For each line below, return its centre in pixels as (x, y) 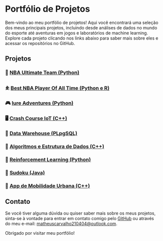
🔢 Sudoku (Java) (25, 173)
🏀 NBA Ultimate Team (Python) (42, 73)
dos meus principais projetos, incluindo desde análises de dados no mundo (81, 27)
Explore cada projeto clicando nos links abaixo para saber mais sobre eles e (82, 38)
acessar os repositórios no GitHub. (40, 43)
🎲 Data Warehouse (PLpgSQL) (41, 133)
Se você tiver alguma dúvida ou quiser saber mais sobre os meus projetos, (80, 213)
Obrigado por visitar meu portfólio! (40, 233)
